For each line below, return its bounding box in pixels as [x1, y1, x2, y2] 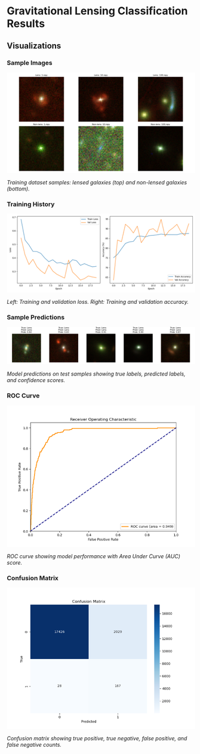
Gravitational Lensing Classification [7, 4, 188, 18]
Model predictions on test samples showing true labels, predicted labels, [7, 370, 186, 377]
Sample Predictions [7, 313, 65, 321]
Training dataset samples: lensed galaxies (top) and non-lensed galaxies [7, 179, 187, 186]
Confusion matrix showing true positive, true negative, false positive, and [7, 734, 187, 741]
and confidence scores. [7, 377, 65, 384]
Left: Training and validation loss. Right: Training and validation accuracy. [7, 298, 189, 305]
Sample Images [7, 59, 53, 67]
